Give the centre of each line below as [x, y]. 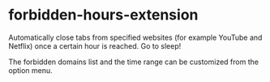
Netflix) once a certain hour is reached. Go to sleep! [95, 45]
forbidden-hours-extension [103, 15]
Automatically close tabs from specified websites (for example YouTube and [135, 37]
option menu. [30, 70]
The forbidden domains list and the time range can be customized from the [134, 62]
